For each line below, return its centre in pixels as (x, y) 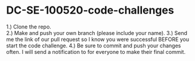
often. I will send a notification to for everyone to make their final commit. (96, 52)
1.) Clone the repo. (29, 27)
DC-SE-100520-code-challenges (90, 10)
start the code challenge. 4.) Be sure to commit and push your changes (94, 46)
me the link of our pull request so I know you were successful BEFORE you (98, 39)
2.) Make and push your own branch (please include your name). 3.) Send (97, 33)
